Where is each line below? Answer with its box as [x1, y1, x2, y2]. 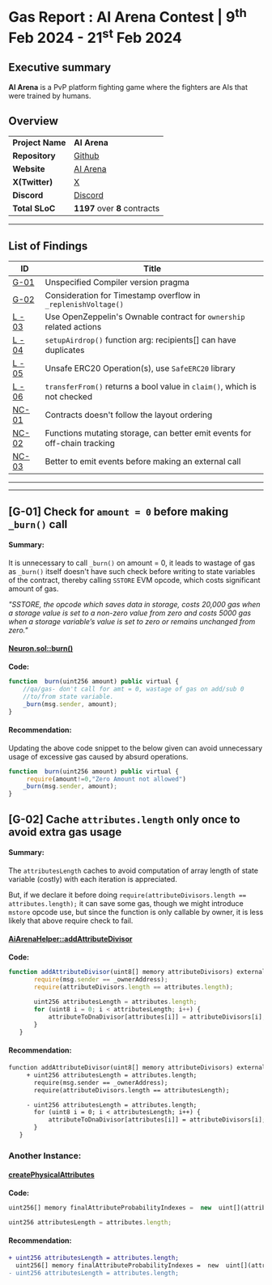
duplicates [45, 345, 85, 356]
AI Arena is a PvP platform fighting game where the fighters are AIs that [8, 82, 249, 91]
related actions [45, 321, 102, 333]
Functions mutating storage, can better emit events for [45, 428, 252, 439]
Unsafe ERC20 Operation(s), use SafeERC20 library [45, 363, 236, 374]
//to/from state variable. [23, 692, 114, 700]
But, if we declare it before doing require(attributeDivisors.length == [8, 890, 247, 900]
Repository [12, 151, 56, 162]
